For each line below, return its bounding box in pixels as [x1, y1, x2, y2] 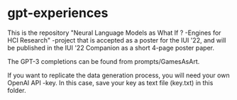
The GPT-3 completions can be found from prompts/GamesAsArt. [7, 57, 200, 65]
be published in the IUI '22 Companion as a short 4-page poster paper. [7, 43, 215, 52]
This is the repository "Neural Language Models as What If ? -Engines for [7, 28, 221, 37]
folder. [7, 86, 26, 94]
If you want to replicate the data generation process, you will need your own [7, 71, 230, 79]
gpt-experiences [7, 5, 109, 21]
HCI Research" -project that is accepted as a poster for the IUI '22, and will [7, 35, 226, 44]
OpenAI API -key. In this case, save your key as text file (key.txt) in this [7, 78, 214, 87]
